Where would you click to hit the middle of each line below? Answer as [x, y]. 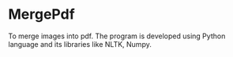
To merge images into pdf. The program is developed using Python [117, 36]
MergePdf [41, 14]
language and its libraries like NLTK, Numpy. [80, 44]
